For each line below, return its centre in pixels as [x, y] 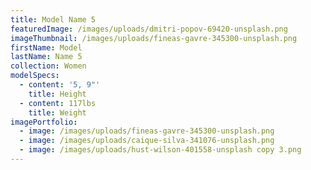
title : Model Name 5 [53, 19]
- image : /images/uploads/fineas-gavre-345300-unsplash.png [147, 131]
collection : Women [48, 66]
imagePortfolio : [44, 122]
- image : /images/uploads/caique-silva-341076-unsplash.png [147, 141]
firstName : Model [46, 47]
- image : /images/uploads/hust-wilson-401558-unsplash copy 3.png [160, 150]
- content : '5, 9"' [60, 85]
